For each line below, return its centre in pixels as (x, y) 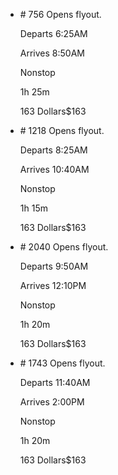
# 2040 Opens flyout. (64, 247)
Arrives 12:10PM (53, 285)
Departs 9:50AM (54, 266)
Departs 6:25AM (53, 33)
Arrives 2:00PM (52, 402)
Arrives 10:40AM (54, 169)
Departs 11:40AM (55, 382)
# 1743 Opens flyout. (62, 363)
